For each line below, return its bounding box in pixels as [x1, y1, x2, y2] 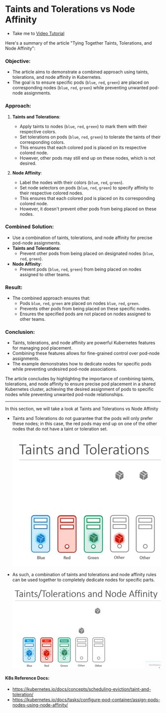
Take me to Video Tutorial [12, 30, 65, 36]
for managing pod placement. [12, 345, 73, 351]
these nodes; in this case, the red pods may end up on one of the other [12, 420, 157, 427]
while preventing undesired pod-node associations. [12, 366, 118, 372]
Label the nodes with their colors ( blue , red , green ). [19, 179, 124, 185]
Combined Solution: [5, 223, 54, 230]
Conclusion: [5, 329, 35, 336]
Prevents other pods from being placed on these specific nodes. [19, 306, 151, 312]
